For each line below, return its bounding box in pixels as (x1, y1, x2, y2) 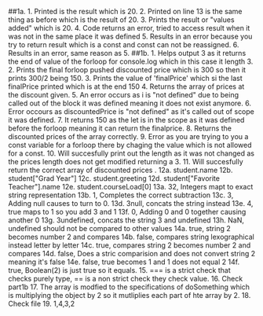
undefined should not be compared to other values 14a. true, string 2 (8, 224, 231, 233)
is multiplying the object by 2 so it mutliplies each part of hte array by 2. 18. (8, 291, 251, 299)
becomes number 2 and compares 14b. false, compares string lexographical (8, 232, 255, 241)
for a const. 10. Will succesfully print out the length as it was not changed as (8, 149, 255, 158)
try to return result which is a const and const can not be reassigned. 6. (8, 40, 239, 50)
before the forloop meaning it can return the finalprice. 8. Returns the (8, 123, 232, 133)
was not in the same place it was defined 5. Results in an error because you (8, 31, 253, 41)
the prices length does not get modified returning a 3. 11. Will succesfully (8, 157, 243, 166)
